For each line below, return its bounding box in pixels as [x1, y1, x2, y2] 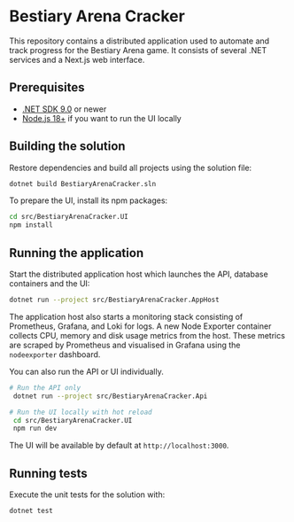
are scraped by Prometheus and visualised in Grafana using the [9, 339, 241, 350]
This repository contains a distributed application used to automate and [9, 35, 270, 46]
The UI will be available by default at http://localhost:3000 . [9, 440, 229, 451]
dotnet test [9, 507, 53, 516]
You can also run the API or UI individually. [9, 366, 164, 377]
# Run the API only [9, 383, 81, 392]
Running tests [9, 465, 89, 480]
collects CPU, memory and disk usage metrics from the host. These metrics [9, 330, 286, 340]
